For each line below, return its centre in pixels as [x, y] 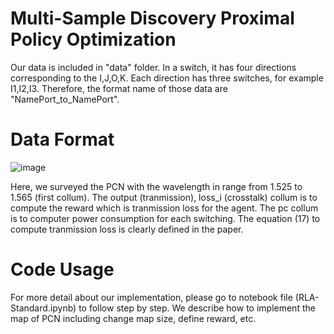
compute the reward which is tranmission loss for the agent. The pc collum [164, 208]
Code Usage [62, 269]
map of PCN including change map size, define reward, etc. [133, 318]
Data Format [62, 139]
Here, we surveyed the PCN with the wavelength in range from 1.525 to [156, 186]
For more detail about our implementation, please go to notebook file [151, 297]
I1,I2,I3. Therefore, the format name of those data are [119, 88]
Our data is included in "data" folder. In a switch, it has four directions [153, 67]
